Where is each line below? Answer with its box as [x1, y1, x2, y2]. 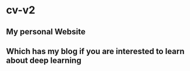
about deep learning [6, 55, 82, 65]
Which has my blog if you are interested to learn [6, 46, 185, 56]
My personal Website [6, 27, 86, 37]
